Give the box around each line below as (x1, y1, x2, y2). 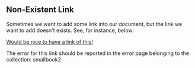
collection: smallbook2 (6, 56, 61, 63)
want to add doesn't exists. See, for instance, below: (6, 27, 135, 34)
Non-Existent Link (6, 5, 74, 15)
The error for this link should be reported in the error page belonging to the (6, 50, 190, 57)
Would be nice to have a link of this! (6, 38, 94, 45)
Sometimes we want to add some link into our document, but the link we (6, 20, 183, 27)
